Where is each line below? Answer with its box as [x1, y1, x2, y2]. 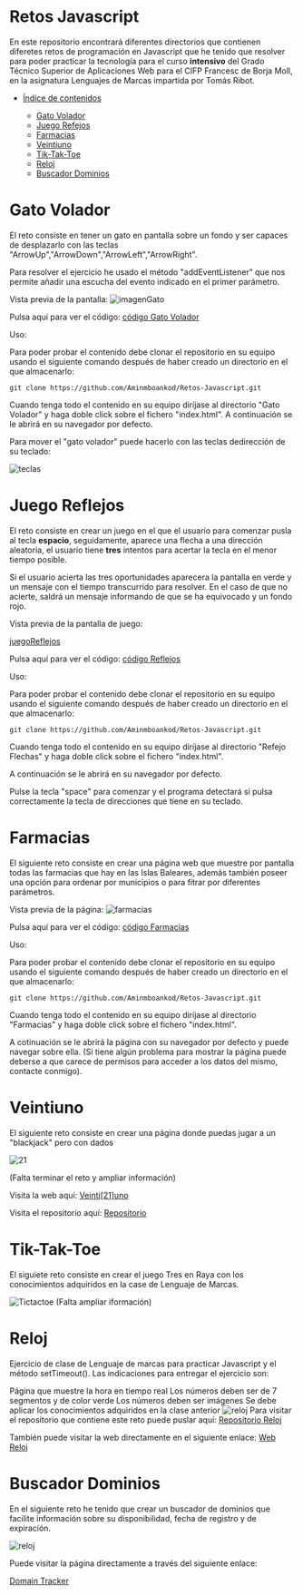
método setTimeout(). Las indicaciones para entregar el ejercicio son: [9, 1367, 269, 1378]
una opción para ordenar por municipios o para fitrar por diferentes [9, 876, 260, 887]
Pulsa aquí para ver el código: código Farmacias [9, 921, 190, 932]
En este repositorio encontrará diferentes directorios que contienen [9, 36, 261, 47]
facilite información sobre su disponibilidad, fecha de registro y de [9, 1512, 257, 1523]
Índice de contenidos [22, 93, 102, 103]
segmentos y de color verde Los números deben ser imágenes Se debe [9, 1394, 277, 1405]
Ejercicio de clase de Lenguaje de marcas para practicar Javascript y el [9, 1358, 277, 1369]
